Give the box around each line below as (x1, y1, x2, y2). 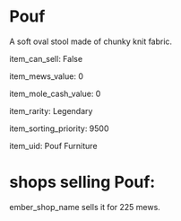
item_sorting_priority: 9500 (9, 123, 109, 134)
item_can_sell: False (9, 53, 83, 64)
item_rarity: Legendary (9, 105, 93, 116)
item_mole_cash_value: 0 (9, 88, 101, 99)
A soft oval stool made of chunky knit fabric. (9, 36, 173, 47)
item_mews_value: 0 (9, 70, 83, 82)
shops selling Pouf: (9, 172, 156, 192)
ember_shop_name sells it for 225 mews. (9, 201, 161, 212)
